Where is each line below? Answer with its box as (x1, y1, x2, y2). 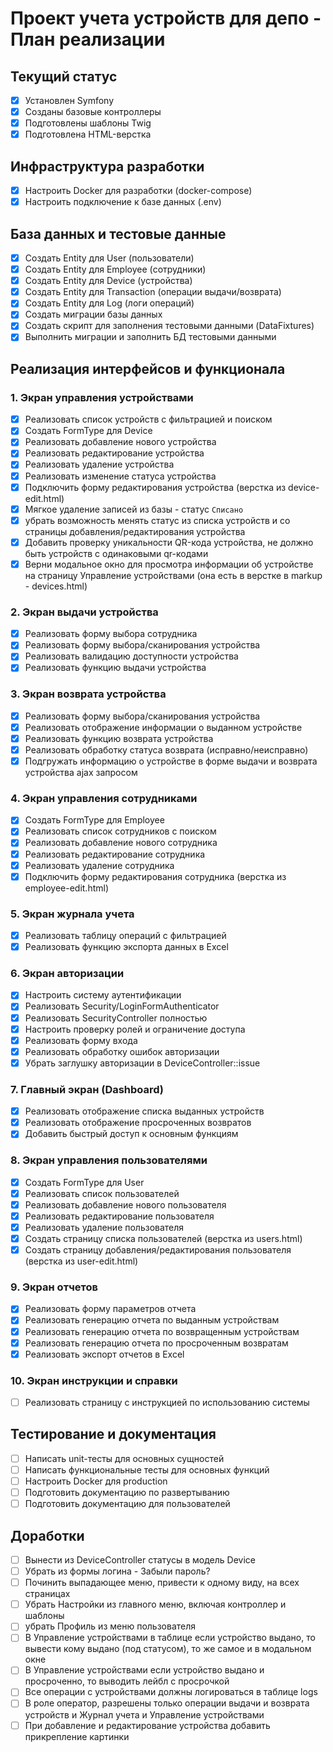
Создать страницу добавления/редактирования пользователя (24, 1244, 292, 1256)
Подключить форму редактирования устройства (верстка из (24, 481, 287, 493)
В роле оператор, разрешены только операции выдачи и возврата (24, 1697, 310, 1709)
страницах (24, 1588, 71, 1600)
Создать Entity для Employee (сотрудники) (24, 263, 207, 276)
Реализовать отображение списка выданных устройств (24, 1105, 265, 1117)
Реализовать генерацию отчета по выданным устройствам (24, 1314, 280, 1326)
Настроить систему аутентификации (24, 989, 182, 1001)
